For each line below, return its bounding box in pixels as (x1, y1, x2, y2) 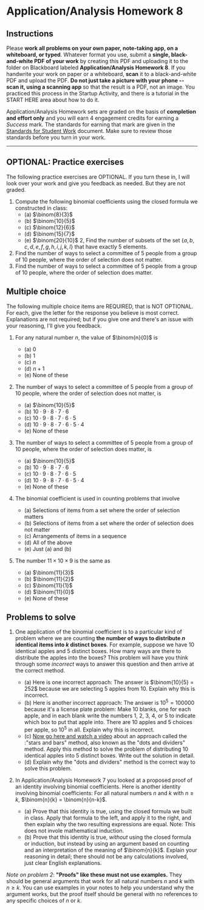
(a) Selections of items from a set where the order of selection (24, 506, 180, 514)
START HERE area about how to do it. (6, 96, 100, 103)
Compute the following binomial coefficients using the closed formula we (15, 197, 199, 205)
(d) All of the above (24, 539, 73, 546)
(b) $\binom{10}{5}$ (24, 217, 75, 224)
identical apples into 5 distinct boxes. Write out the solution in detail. (24, 751, 195, 759)
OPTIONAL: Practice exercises (6, 157, 124, 168)
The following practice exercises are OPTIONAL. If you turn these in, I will (6, 173, 190, 180)
